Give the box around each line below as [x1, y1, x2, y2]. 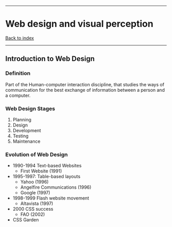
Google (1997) [20, 190, 50, 196]
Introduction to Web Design [5, 55, 95, 63]
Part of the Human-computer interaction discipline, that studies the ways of [5, 81, 165, 87]
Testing [12, 133, 29, 139]
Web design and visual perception [5, 18, 154, 30]
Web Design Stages [5, 105, 55, 112]
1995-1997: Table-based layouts [12, 173, 81, 180]
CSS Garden [12, 217, 39, 223]
